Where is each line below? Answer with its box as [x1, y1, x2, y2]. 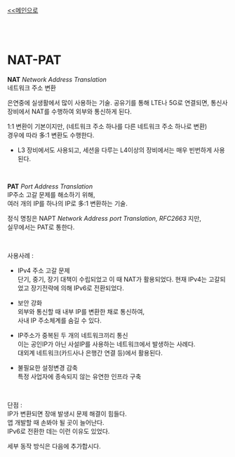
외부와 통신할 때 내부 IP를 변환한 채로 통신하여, [17, 307, 145, 315]
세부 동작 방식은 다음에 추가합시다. [7, 442, 101, 450]
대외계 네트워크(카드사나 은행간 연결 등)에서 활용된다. [17, 348, 163, 357]
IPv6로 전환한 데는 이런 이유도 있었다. [7, 427, 110, 435]
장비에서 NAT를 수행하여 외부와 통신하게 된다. [7, 107, 132, 116]
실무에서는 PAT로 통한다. [7, 223, 75, 231]
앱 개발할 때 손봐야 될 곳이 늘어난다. [7, 418, 105, 426]
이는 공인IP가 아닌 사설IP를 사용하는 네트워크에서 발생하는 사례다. [17, 339, 196, 348]
